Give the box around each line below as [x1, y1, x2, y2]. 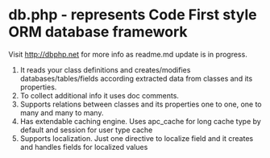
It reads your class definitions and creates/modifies [19, 64, 191, 74]
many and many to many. [19, 107, 104, 118]
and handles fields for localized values [19, 142, 148, 152]
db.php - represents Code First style [8, 6, 257, 24]
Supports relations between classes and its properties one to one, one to [19, 99, 262, 109]
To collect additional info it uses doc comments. [19, 90, 180, 100]
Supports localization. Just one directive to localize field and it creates [19, 133, 254, 143]
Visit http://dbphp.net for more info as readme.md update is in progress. [8, 49, 247, 59]
